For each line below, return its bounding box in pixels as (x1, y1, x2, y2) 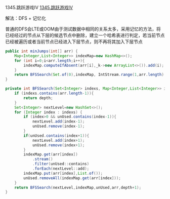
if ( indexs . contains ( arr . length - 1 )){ (14, 91, 94, 96)
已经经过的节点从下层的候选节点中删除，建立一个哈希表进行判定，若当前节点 (5, 32, 165, 38)
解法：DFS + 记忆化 (5, 15, 47, 21)
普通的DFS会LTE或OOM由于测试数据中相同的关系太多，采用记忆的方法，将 (5, 26, 161, 32)
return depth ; (23, 95, 53, 100)
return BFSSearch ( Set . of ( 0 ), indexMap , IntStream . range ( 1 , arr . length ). (14, 72, 166, 77)
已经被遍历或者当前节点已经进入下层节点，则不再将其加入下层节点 (5, 38, 143, 45)
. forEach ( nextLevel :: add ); (32, 166, 90, 171)
